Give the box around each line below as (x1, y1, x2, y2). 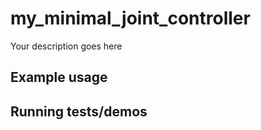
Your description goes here (10, 40, 123, 52)
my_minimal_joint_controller (10, 7, 251, 30)
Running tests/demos (10, 103, 148, 120)
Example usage (10, 69, 108, 86)
